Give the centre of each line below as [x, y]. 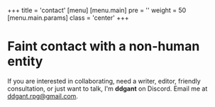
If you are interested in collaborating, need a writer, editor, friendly [104, 81]
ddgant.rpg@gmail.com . [43, 96]
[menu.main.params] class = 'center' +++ [68, 18]
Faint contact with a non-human [104, 46]
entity [25, 61]
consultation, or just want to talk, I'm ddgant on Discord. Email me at [107, 89]
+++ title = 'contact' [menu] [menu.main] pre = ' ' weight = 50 [97, 10]
